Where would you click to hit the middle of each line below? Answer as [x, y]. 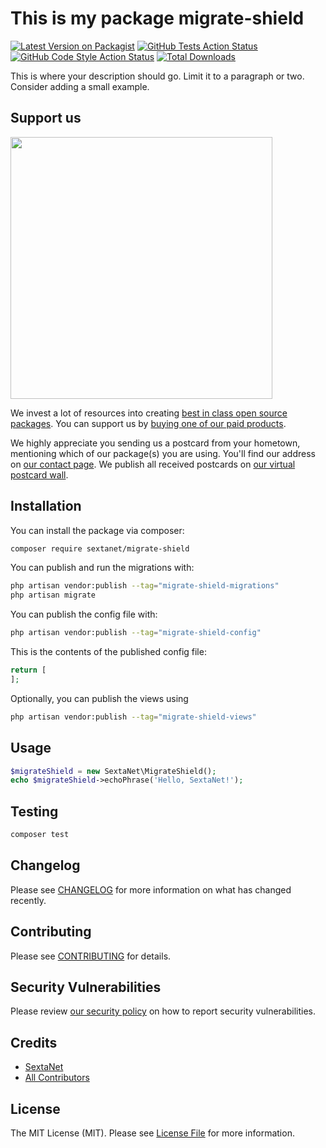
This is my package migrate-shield [157, 18]
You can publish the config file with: [84, 614]
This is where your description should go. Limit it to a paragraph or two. [157, 76]
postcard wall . [39, 474]
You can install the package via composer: [97, 530]
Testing [34, 811]
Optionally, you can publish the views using [99, 698]
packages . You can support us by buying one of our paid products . [148, 423]
